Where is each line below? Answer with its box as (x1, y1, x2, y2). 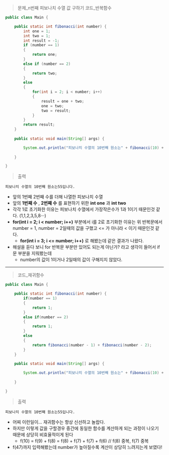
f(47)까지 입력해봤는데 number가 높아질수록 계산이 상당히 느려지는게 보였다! (12, 444, 162, 450)
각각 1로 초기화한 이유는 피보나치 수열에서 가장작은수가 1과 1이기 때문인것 (12, 206, 155, 213)
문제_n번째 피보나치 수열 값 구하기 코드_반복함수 (17, 5, 112, 11)
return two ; (32, 70, 57, 76)
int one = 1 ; (23, 29, 51, 34)
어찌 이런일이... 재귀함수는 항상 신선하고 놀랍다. (12, 419, 106, 425)
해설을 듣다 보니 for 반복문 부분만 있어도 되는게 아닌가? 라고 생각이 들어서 (12, 244, 156, 250)
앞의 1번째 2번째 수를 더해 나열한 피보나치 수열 (12, 194, 103, 200)
